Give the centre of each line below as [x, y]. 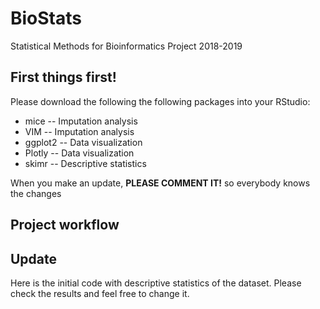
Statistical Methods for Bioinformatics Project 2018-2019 [126, 46]
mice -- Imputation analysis [81, 121]
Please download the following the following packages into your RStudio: [160, 101]
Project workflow [65, 225]
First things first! [63, 77]
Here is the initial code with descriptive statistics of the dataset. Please [156, 283]
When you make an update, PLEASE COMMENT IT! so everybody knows [160, 183]
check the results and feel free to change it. [100, 293]
